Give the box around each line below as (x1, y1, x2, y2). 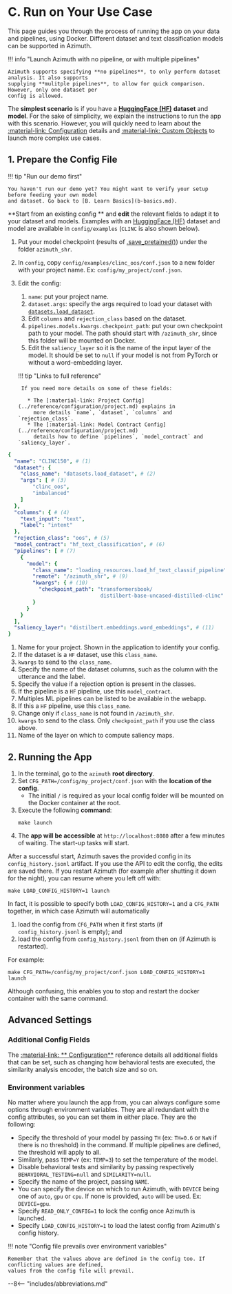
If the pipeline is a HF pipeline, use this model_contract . (17, 687, 173, 696)
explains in (141, 403, 176, 410)
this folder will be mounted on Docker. (28, 336, 136, 345)
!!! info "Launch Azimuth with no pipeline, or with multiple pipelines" (8, 54, 200, 63)
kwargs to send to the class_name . (17, 658, 112, 666)
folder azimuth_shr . (17, 245, 73, 253)
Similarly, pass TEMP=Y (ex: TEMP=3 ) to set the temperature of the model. (17, 1155, 218, 1164)
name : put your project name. (28, 292, 109, 301)
